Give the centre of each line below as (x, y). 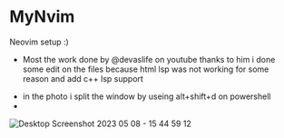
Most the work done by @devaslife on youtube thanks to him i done (149, 59)
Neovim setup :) (39, 42)
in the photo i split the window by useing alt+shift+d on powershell (147, 96)
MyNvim (42, 17)
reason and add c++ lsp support (83, 78)
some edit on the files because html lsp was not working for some (146, 69)
